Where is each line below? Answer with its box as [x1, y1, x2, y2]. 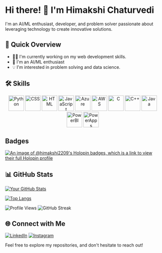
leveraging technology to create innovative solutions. [5, 26, 113, 32]
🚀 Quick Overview [5, 41, 62, 49]
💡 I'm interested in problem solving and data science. [12, 64, 121, 70]
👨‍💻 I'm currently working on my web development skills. [12, 53, 127, 59]
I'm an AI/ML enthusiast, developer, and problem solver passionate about [5, 21, 154, 27]
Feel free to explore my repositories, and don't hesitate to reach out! [5, 242, 143, 248]
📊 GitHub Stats [5, 170, 53, 179]
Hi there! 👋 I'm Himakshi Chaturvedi [5, 4, 154, 16]
